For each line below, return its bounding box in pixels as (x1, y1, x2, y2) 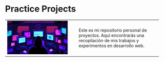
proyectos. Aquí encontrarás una (79, 32, 144, 38)
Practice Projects (5, 3, 77, 15)
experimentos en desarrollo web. (79, 43, 145, 48)
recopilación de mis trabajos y (79, 37, 139, 43)
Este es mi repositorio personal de (79, 27, 147, 33)
